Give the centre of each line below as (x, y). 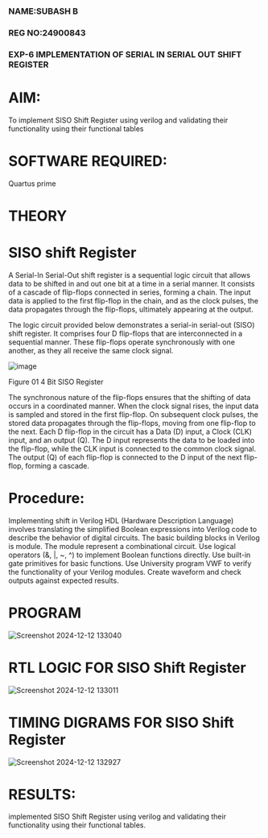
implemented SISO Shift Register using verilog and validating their (118, 817)
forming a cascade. (58, 465)
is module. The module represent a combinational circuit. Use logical (122, 546)
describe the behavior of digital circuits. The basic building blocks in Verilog (134, 538)
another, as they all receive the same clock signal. (91, 350)
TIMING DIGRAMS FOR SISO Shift (122, 722)
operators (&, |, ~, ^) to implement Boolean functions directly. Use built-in (130, 555)
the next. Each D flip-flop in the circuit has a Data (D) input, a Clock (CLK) (130, 431)
